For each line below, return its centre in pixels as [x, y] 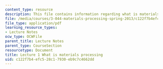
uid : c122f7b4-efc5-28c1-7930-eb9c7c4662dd [50, 59]
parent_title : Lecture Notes [34, 41]
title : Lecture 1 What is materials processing [54, 55]
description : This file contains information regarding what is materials [82, 14]
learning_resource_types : [31, 28]
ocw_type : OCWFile [24, 37]
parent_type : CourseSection [33, 46]
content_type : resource [29, 9]
